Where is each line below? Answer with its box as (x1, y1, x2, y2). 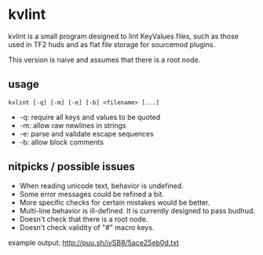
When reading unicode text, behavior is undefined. (19, 180, 184, 190)
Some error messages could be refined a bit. (19, 189, 165, 199)
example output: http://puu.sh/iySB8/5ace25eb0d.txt (8, 238, 179, 247)
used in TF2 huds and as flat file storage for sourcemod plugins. (8, 39, 216, 49)
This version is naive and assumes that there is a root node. (8, 55, 201, 64)
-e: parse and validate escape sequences (19, 129, 155, 138)
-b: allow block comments (19, 137, 104, 147)
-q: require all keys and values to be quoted (19, 112, 161, 122)
